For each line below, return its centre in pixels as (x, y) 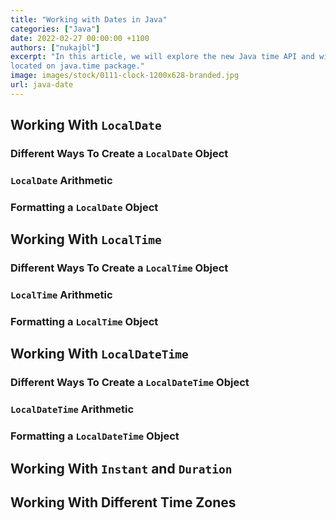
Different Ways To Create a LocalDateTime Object (130, 383)
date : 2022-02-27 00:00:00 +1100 (80, 38)
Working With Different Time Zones (123, 502)
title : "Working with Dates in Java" (89, 19)
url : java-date (42, 85)
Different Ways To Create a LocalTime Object (119, 268)
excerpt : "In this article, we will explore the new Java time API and (162, 57)
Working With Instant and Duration (121, 468)
